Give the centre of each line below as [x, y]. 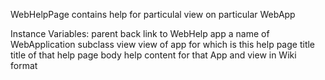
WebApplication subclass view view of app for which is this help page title [163, 44]
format [24, 65]
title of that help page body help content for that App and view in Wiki [153, 55]
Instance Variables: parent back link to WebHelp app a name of [140, 33]
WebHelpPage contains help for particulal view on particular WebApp [153, 14]
